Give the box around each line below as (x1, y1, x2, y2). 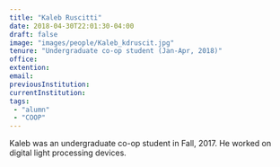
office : (9, 55, 39, 64)
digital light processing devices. (9, 147, 127, 158)
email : (9, 72, 34, 81)
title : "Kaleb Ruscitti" (9, 13, 102, 22)
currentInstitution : (9, 88, 87, 97)
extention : (9, 64, 50, 73)
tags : (9, 96, 30, 106)
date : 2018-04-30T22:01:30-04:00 (9, 22, 135, 31)
